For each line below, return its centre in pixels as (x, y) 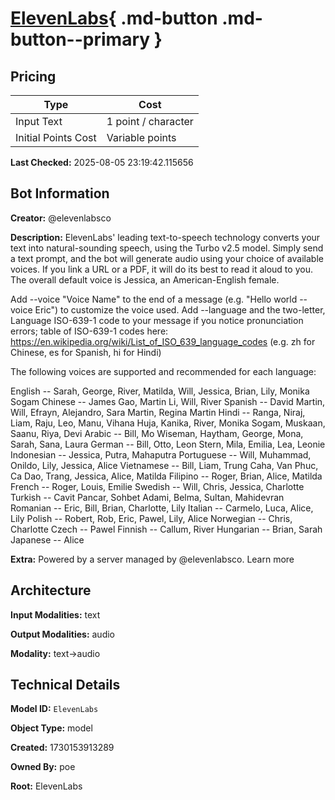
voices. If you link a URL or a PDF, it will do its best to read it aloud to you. (161, 269)
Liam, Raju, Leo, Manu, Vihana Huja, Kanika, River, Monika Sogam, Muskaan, (168, 423)
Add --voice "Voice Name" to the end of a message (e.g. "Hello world (154, 299)
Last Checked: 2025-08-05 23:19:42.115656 (102, 162)
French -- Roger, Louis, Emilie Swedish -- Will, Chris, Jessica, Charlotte (157, 486)
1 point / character (150, 121)
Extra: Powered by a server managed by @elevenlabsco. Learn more (152, 559)
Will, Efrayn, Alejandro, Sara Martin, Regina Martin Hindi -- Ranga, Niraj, (158, 412)
